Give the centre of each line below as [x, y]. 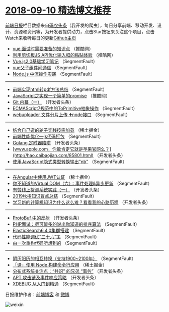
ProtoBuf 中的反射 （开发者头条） [47, 218]
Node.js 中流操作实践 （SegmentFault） [54, 74]
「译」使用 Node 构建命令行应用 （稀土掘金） [60, 265]
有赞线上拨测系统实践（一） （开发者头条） [57, 189]
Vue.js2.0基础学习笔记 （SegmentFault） [55, 61]
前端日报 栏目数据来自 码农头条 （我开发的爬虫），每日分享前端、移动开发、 [81, 25]
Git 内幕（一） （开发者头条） [43, 102]
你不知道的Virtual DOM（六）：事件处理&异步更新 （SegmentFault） [82, 183]
